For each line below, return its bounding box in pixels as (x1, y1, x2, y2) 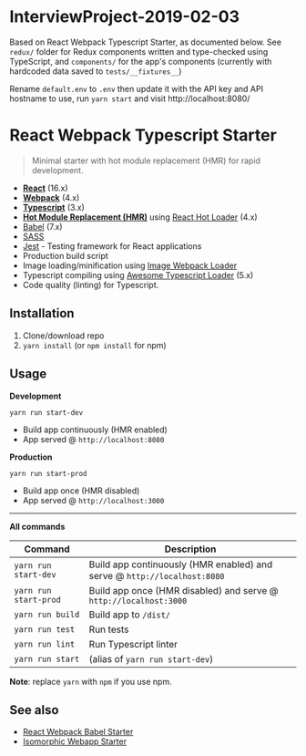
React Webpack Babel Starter (22, 727, 134, 738)
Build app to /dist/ (88, 608, 171, 621)
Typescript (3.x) (22, 202, 85, 212)
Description (164, 543, 217, 555)
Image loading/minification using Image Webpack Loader (22, 260, 238, 271)
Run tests (88, 623, 129, 636)
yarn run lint (14, 638, 76, 649)
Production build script (22, 250, 109, 261)
